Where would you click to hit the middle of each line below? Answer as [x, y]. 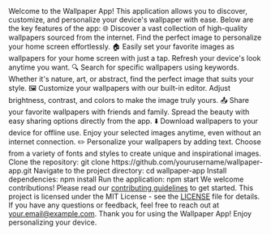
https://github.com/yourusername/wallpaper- [187, 162]
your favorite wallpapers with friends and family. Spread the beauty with [129, 112]
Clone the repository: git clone [59, 162]
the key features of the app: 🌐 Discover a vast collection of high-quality [128, 28]
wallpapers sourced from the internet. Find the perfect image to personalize [135, 37]
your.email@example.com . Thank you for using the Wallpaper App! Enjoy [130, 214]
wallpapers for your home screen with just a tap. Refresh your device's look [135, 58]
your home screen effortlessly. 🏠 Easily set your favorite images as [122, 47]
